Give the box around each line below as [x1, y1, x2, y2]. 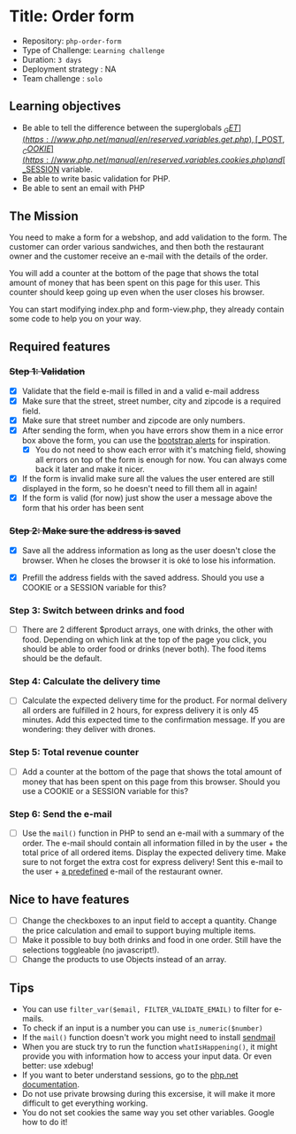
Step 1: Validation [9, 366, 86, 378]
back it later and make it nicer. [34, 464, 146, 474]
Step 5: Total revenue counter [9, 746, 140, 759]
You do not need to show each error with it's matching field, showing [34, 444, 286, 455]
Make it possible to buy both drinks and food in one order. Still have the [21, 935, 282, 945]
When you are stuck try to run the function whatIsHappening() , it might [21, 1041, 278, 1052]
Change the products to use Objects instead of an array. [21, 954, 227, 965]
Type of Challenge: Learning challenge [21, 44, 165, 55]
